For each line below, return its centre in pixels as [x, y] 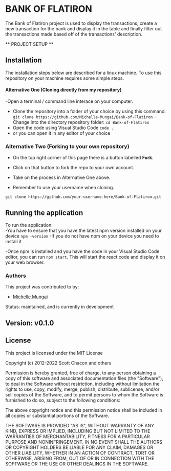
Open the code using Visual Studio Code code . [63, 128]
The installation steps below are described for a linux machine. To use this [83, 73]
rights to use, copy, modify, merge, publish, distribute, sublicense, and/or [82, 389]
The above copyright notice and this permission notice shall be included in [84, 410]
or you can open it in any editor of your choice [61, 133]
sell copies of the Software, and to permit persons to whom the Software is [84, 394]
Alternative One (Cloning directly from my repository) [63, 90]
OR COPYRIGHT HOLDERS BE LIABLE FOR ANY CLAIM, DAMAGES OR [79, 447]
